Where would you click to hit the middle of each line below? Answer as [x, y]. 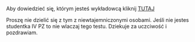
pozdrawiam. [22, 33]
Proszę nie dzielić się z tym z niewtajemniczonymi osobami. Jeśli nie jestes [97, 20]
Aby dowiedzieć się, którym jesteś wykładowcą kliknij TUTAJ [80, 9]
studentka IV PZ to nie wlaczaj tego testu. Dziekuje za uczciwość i [87, 26]
